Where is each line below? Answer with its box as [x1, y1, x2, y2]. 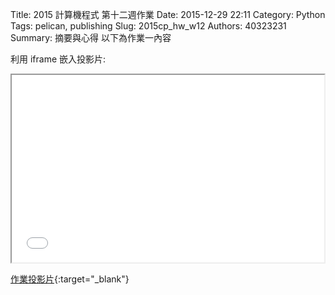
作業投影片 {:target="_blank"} [10, 273, 130, 285]
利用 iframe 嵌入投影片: [10, 53, 107, 65]
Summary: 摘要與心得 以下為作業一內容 [10, 32, 172, 43]
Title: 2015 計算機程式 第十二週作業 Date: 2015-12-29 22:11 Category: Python [10, 9, 326, 20]
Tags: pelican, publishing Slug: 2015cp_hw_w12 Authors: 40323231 [10, 20, 287, 32]
